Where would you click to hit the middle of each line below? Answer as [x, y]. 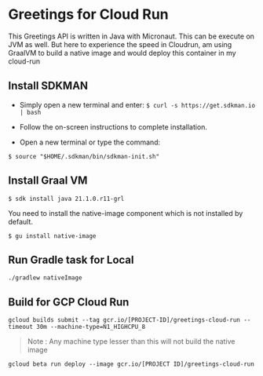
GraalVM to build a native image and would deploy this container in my [122, 53]
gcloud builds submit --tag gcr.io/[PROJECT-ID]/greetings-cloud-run [124, 320]
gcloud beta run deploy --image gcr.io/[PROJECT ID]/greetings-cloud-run [131, 364]
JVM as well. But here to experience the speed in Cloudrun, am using [120, 44]
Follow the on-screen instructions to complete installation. [113, 126]
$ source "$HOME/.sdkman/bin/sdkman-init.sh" [84, 156]
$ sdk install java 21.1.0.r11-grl [66, 199]
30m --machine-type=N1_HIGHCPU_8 [91, 327]
